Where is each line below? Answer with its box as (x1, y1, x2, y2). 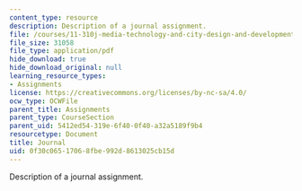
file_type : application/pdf (9, 47, 115, 56)
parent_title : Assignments (9, 105, 111, 114)
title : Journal (9, 138, 67, 147)
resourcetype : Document (9, 130, 99, 139)
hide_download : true (9, 55, 87, 64)
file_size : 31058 (9, 38, 75, 48)
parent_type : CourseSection (9, 113, 115, 122)
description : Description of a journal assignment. (9, 22, 207, 30)
